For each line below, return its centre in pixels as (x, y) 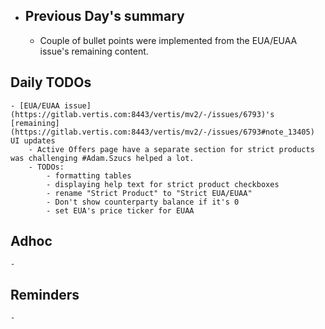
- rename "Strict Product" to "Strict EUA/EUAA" (149, 193)
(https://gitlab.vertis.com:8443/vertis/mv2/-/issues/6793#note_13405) (162, 132)
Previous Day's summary (104, 16)
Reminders (45, 294)
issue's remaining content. (94, 51)
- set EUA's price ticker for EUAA (120, 210)
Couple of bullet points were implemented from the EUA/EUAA (168, 40)
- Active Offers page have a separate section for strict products (171, 149)
